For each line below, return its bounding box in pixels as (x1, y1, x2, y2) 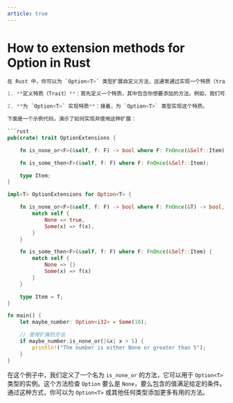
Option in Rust (7, 55, 91, 70)
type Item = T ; (19, 293, 64, 300)
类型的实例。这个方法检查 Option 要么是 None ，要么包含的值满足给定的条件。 (7, 379, 226, 388)
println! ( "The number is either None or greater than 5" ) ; (32, 344, 207, 351)
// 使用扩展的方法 (19, 331, 66, 338)
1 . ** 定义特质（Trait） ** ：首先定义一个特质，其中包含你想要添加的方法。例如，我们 (7, 90, 221, 97)
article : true (7, 10, 49, 17)
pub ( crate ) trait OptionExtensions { (7, 134, 116, 141)
